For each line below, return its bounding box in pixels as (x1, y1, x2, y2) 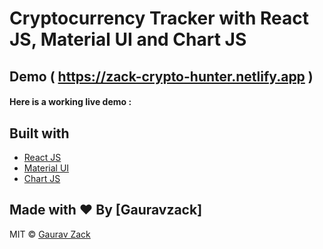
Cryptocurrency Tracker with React (9, 7, 309, 30)
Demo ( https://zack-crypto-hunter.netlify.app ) (9, 68, 314, 85)
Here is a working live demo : (9, 96, 132, 108)
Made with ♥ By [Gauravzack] (9, 202, 203, 219)
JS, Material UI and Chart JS (9, 28, 247, 51)
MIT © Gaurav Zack (9, 228, 91, 240)
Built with (9, 125, 70, 142)
